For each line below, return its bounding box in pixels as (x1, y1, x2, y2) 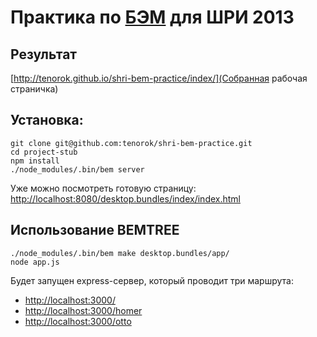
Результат (10, 46, 78, 63)
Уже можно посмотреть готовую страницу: (10, 182, 197, 194)
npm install (10, 156, 60, 166)
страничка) (10, 83, 59, 95)
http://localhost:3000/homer (24, 304, 143, 316)
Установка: (10, 112, 84, 129)
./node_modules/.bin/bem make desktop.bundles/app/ (10, 248, 230, 258)
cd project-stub (10, 147, 78, 157)
